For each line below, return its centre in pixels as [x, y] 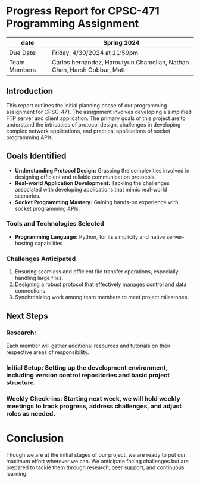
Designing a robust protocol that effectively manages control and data [101, 284]
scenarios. [28, 196]
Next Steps [27, 316]
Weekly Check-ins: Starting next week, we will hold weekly [93, 398]
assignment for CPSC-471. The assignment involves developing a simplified [99, 112]
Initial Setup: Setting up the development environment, [87, 367]
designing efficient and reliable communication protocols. [85, 177]
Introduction [30, 91]
